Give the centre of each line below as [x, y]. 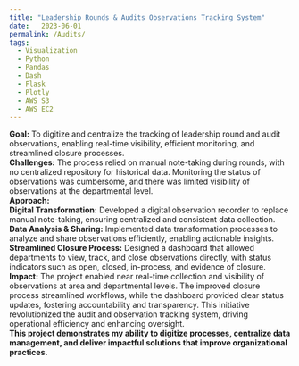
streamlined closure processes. [67, 154]
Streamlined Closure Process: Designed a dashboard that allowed [132, 248]
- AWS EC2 [35, 109]
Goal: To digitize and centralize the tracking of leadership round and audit [145, 134]
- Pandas [33, 68]
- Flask [32, 84]
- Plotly [33, 92]
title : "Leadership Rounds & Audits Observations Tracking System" [137, 17]
